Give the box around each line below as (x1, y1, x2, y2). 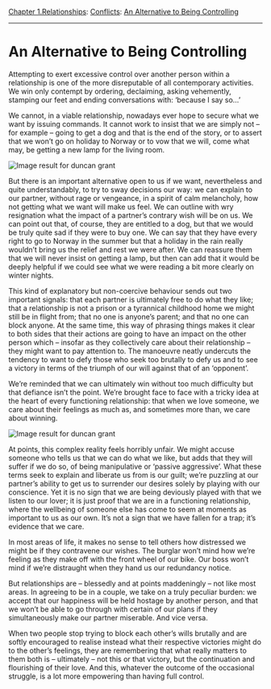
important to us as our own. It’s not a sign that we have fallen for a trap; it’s (8, 512, 256, 523)
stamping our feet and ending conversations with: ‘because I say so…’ (8, 94, 241, 104)
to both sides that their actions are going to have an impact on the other (8, 328, 247, 338)
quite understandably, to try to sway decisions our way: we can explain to (8, 185, 252, 194)
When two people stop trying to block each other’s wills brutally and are (8, 628, 248, 638)
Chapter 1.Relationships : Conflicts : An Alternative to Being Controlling (8, 7, 240, 16)
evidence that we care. (8, 521, 85, 531)
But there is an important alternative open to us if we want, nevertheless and (8, 176, 262, 186)
